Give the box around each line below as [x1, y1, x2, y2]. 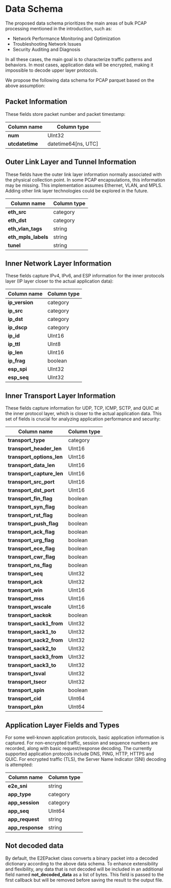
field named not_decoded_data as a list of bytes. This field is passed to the [5, 871, 164, 877]
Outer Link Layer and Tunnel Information [5, 157, 137, 167]
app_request [8, 816, 39, 823]
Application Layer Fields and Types [5, 721, 120, 730]
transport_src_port [8, 478, 55, 486]
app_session [8, 799, 39, 806]
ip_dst [8, 316, 23, 323]
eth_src [8, 208, 27, 215]
